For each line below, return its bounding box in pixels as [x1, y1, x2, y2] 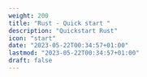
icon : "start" [8, 34, 57, 43]
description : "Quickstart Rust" [8, 26, 118, 34]
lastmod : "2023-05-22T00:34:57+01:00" [8, 49, 140, 57]
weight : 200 [8, 11, 49, 20]
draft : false [8, 57, 53, 65]
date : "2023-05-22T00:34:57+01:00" [8, 42, 129, 50]
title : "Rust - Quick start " [8, 19, 111, 27]
